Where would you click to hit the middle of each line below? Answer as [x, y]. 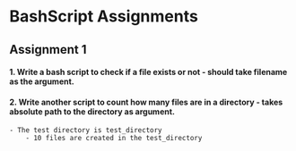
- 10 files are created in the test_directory [114, 138]
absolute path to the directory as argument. [92, 111]
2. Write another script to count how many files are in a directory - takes [146, 102]
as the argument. [42, 81]
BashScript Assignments [104, 17]
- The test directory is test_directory [86, 130]
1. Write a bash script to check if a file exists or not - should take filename [148, 72]
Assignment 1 [48, 50]
